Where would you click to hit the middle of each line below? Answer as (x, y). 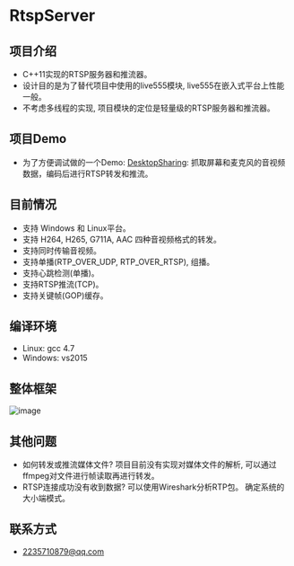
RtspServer (52, 16)
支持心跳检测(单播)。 (61, 273)
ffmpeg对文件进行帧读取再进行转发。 (91, 476)
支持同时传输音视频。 (61, 250)
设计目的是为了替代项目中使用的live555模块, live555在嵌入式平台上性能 (153, 85)
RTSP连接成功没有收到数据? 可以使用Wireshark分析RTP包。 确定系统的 (153, 487)
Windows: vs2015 (55, 358)
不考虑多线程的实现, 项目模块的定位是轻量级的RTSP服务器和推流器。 (148, 108)
